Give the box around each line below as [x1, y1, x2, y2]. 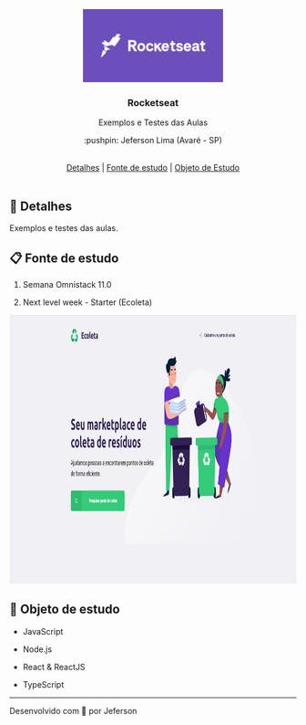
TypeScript [22, 678, 65, 689]
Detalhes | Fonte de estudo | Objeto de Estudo [66, 163, 240, 173]
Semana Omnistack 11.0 [22, 278, 112, 289]
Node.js [22, 644, 53, 655]
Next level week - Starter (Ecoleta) [22, 297, 153, 308]
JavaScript [22, 625, 64, 636]
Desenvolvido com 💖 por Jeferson [9, 705, 138, 716]
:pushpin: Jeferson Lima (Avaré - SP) [83, 135, 223, 146]
